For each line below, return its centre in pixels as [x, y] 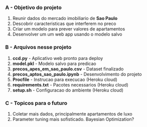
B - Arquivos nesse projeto [38, 47]
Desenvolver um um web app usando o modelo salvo [67, 34]
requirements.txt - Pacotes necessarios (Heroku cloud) [70, 84]
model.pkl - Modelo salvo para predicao [54, 63]
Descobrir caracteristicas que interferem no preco [64, 23]
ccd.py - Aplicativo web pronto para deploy [58, 58]
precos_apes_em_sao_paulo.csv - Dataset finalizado [68, 68]
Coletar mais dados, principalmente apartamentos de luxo [72, 113]
